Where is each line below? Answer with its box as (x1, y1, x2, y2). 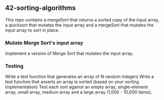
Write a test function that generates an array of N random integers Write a (5, 74, 154, 80)
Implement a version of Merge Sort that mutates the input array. (5, 51, 134, 57)
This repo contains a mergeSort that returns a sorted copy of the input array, (5, 17, 160, 22)
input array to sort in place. (5, 27, 60, 33)
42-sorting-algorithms (5, 4, 76, 12)
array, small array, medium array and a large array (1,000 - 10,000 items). (5, 89, 153, 95)
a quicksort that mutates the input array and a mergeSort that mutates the (5, 22, 154, 28)
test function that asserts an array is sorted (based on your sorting (5, 79, 140, 85)
